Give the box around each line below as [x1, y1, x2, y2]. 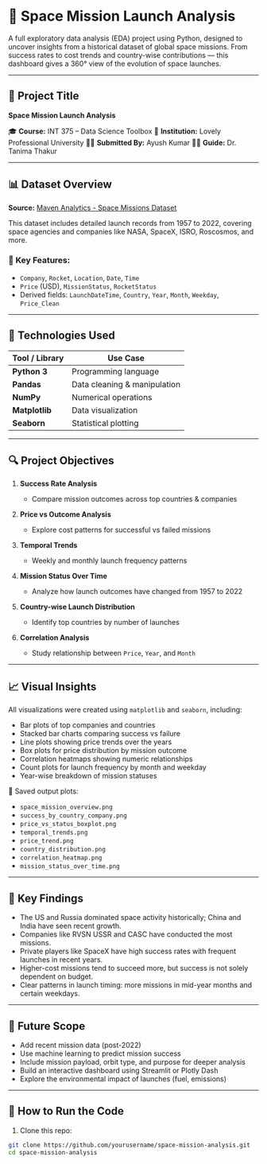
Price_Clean [19, 300, 60, 308]
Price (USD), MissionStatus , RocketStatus [19, 281, 157, 291]
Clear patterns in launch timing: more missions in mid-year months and [19, 980, 253, 990]
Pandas [12, 378, 41, 390]
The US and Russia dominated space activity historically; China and [19, 913, 242, 922]
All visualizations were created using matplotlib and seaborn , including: [8, 705, 242, 715]
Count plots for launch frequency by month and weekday [19, 762, 207, 772]
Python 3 [12, 366, 48, 377]
